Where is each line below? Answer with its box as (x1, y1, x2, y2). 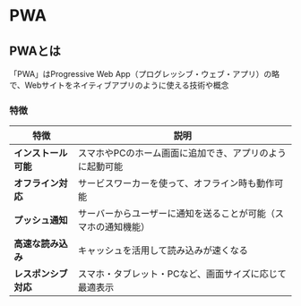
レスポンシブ (13, 268, 69, 280)
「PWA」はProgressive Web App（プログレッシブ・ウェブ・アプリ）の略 (9, 69, 280, 79)
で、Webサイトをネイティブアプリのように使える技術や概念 (9, 80, 229, 90)
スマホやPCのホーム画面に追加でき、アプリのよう (77, 147, 287, 159)
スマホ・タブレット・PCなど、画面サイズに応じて (77, 268, 287, 280)
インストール (13, 147, 68, 159)
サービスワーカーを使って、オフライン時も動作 (77, 177, 275, 190)
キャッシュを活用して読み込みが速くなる (77, 244, 249, 257)
